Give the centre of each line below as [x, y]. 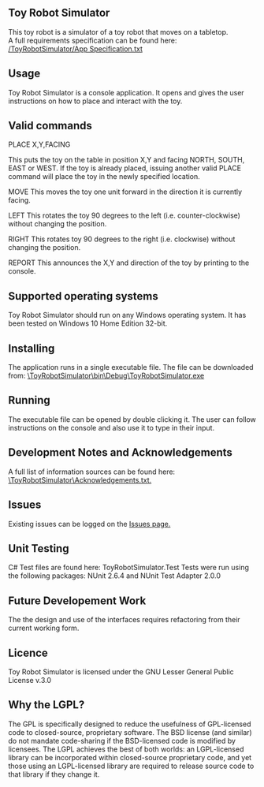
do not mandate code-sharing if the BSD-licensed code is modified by [122, 740]
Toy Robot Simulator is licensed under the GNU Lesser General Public [121, 671]
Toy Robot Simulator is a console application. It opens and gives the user [126, 92]
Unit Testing [39, 548]
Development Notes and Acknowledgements [120, 453]
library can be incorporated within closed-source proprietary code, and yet [130, 757]
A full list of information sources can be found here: [92, 472]
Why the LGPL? [46, 705]
